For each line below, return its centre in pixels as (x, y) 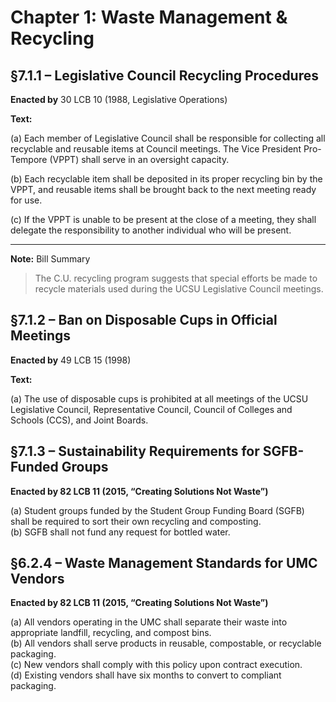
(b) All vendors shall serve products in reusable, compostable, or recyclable (166, 643)
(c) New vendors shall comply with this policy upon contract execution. (156, 665)
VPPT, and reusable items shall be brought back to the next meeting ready (163, 189)
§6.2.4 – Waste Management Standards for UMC (164, 563)
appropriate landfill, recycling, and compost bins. (111, 633)
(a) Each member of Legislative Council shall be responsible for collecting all (168, 138)
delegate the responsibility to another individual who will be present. (151, 230)
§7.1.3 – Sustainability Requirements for (135, 451)
